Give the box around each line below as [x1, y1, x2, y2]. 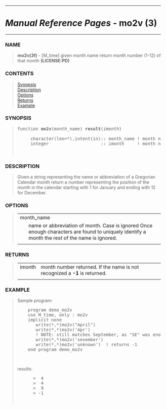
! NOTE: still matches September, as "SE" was [35, 332, 151, 338]
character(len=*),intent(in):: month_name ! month [30, 136, 156, 141]
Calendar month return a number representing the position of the [17, 179, 150, 185]
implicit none [28, 317, 62, 323]
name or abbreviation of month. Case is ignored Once [28, 222, 153, 229]
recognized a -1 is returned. [41, 270, 107, 276]
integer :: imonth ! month [30, 140, 156, 146]
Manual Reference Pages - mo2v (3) [5, 18, 157, 29]
